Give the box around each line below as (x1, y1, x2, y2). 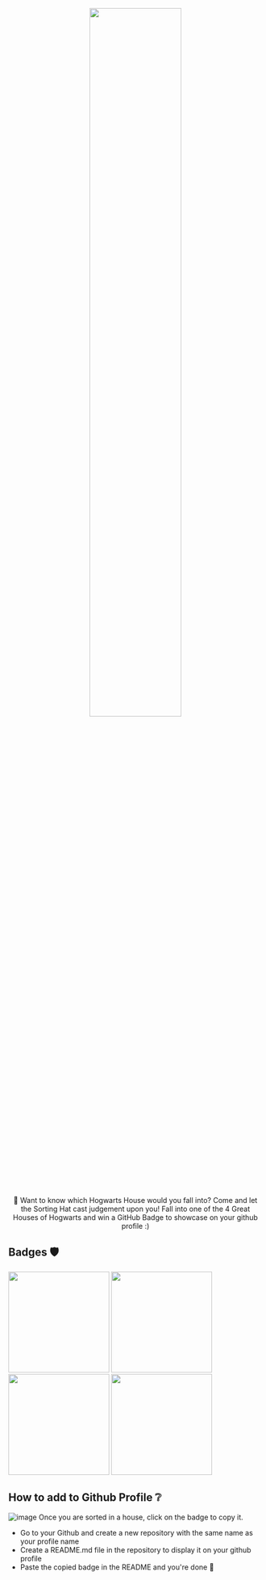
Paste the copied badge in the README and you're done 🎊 (19, 1562, 214, 1572)
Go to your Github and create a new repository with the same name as (19, 1528, 254, 1537)
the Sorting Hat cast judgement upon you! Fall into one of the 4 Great (20, 1204, 251, 1213)
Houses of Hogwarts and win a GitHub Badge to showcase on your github (13, 1213, 258, 1222)
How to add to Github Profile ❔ (8, 1490, 162, 1505)
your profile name (19, 1536, 79, 1546)
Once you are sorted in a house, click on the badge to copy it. (39, 1512, 243, 1522)
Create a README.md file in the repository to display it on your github (19, 1544, 251, 1554)
